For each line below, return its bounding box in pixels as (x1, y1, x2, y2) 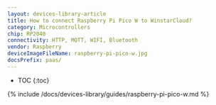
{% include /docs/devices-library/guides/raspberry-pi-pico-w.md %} (7, 89, 210, 98)
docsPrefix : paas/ (7, 57, 62, 64)
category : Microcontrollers (7, 23, 91, 31)
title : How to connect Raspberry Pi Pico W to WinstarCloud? (7, 17, 193, 24)
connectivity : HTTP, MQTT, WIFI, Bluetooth (7, 37, 139, 44)
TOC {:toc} (17, 76, 50, 84)
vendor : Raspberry (7, 43, 62, 50)
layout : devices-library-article (7, 10, 107, 18)
